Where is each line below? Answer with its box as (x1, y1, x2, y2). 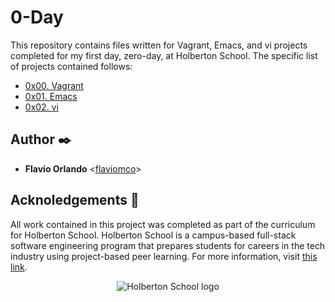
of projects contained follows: (10, 60, 133, 72)
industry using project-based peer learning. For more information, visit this (10, 250, 318, 262)
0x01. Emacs (24, 90, 78, 102)
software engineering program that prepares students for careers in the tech (10, 239, 326, 251)
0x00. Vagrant (24, 79, 84, 91)
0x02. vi (24, 101, 59, 113)
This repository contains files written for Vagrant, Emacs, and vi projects (10, 39, 308, 51)
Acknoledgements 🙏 (10, 192, 140, 209)
